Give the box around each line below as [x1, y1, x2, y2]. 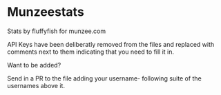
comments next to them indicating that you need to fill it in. [7, 47, 175, 56]
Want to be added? [7, 61, 61, 69]
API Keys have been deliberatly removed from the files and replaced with [7, 40, 215, 48]
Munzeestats [7, 4, 84, 20]
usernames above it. [7, 81, 66, 89]
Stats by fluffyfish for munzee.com [7, 27, 106, 35]
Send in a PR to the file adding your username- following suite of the [7, 74, 202, 83]
